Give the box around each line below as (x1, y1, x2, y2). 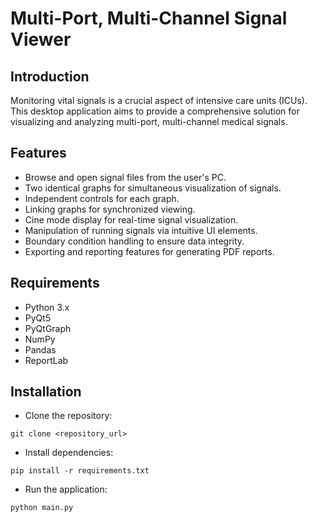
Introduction (10, 68, 90, 85)
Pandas (24, 343, 57, 356)
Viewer (10, 28, 72, 51)
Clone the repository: (24, 410, 113, 422)
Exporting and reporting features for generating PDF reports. (24, 245, 275, 257)
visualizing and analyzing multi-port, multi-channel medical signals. (10, 116, 288, 127)
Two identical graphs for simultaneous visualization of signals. (24, 182, 282, 194)
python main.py (10, 503, 74, 513)
